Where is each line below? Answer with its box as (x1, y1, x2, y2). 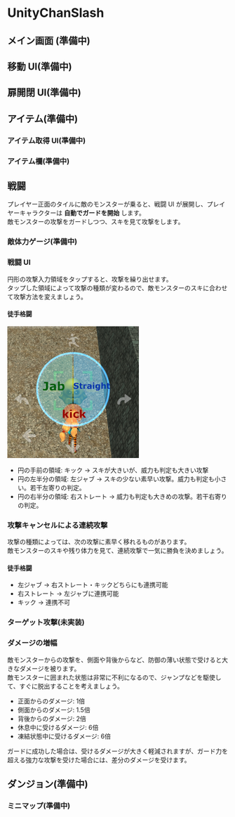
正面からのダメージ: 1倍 (17, 697, 86, 705)
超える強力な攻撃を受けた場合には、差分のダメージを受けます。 (7, 755, 191, 764)
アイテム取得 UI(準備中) (7, 136, 86, 145)
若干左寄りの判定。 (29, 483, 86, 492)
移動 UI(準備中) (7, 60, 72, 72)
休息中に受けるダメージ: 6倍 (17, 723, 99, 731)
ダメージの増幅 (7, 638, 58, 648)
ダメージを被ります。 (19, 664, 81, 672)
